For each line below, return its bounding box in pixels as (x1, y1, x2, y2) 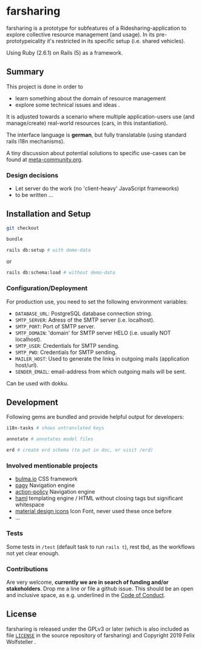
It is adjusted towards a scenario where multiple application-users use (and (6, 112, 195, 120)
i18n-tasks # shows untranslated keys (6, 425, 104, 431)
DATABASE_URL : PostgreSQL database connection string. (15, 309, 153, 317)
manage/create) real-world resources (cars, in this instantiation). (6, 119, 168, 126)
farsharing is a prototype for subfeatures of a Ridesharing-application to (6, 24, 187, 32)
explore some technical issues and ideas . (15, 101, 120, 108)
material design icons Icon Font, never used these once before (15, 508, 172, 515)
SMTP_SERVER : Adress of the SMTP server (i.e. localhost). (15, 316, 155, 323)
